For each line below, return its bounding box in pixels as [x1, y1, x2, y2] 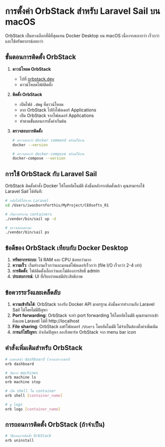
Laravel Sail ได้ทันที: [5, 189, 43, 195]
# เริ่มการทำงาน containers [5, 211, 53, 217]
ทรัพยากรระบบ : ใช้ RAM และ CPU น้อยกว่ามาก [12, 257, 92, 263]
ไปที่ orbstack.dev [19, 76, 55, 82]
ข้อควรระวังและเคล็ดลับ [5, 288, 61, 297]
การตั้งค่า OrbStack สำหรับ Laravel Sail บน [5, 5, 161, 17]
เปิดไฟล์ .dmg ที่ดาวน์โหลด [19, 101, 64, 107]
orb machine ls [5, 375, 36, 380]
